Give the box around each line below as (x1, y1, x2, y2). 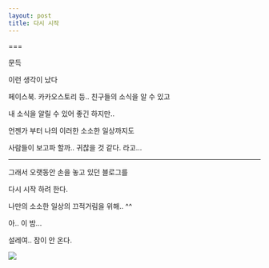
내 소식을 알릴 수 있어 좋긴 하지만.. (8, 109, 115, 118)
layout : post (8, 11, 52, 20)
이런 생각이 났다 (8, 74, 58, 84)
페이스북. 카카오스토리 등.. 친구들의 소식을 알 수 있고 (8, 91, 171, 101)
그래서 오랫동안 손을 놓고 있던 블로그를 (8, 167, 128, 177)
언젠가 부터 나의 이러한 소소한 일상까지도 (8, 126, 134, 135)
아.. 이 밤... (8, 218, 42, 228)
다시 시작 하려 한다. (8, 184, 68, 194)
